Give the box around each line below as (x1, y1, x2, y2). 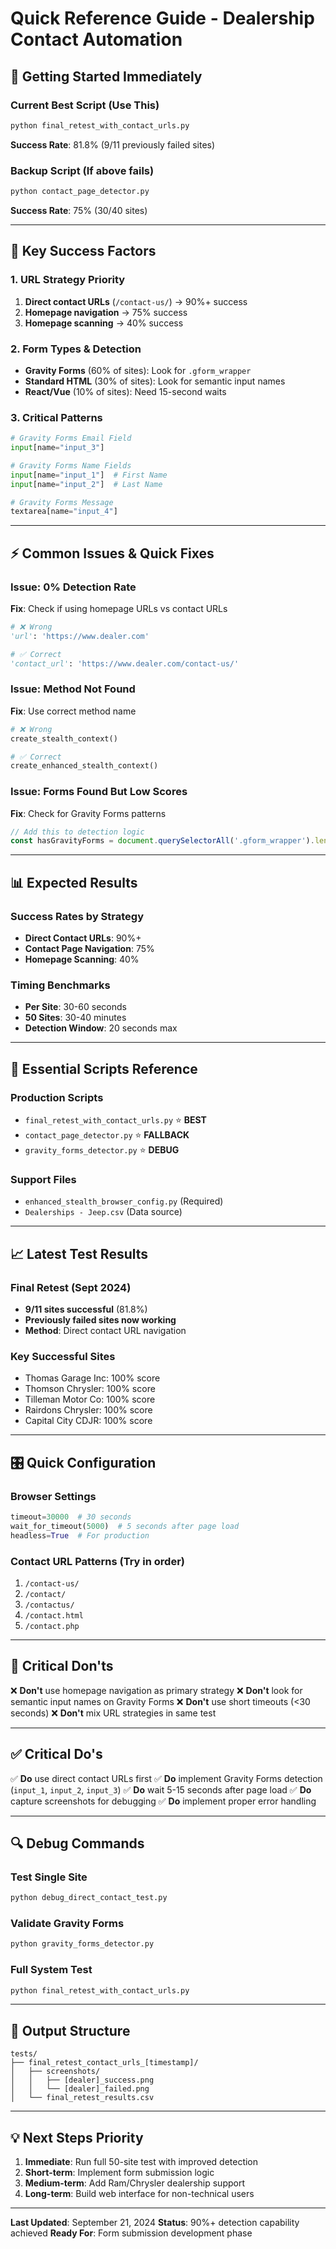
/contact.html (24, 1610, 84, 1621)
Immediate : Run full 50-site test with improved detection (24, 2156, 259, 2168)
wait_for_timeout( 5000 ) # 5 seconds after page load (10, 1521, 240, 1531)
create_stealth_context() (10, 733, 118, 744)
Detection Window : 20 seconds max (24, 1022, 178, 1034)
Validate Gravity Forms (10, 1917, 125, 1931)
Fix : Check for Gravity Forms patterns (10, 807, 167, 819)
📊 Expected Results (10, 874, 138, 891)
